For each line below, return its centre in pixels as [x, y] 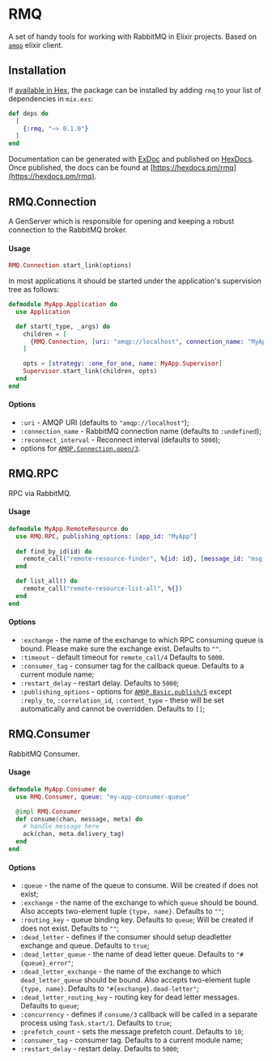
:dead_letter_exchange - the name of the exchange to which [121, 971]
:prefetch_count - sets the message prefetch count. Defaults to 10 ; [132, 1032]
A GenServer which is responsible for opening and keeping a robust [121, 221]
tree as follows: [34, 290]
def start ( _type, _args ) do [63, 326]
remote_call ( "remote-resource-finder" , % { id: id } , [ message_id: [134, 559]
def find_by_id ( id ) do [54, 551]
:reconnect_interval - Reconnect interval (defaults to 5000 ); [120, 439]
